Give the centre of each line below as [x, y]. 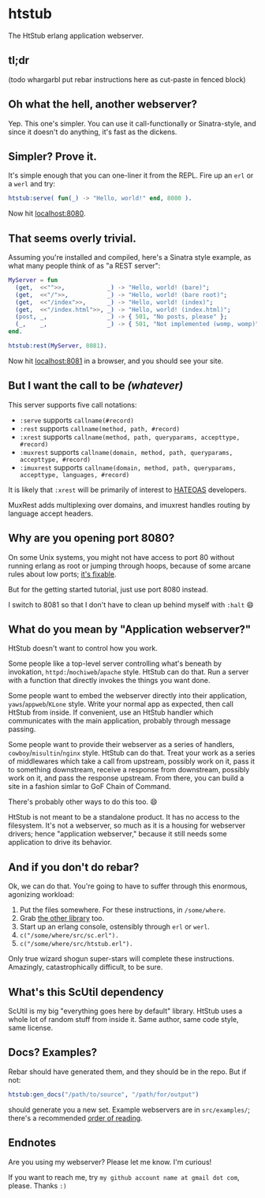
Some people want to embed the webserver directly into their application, [127, 696]
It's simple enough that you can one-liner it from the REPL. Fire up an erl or [131, 175]
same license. [31, 1028]
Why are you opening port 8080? [91, 538]
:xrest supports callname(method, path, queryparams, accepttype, [130, 437]
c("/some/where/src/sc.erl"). [69, 936]
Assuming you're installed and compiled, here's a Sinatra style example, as [130, 257]
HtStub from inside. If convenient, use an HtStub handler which [111, 712]
